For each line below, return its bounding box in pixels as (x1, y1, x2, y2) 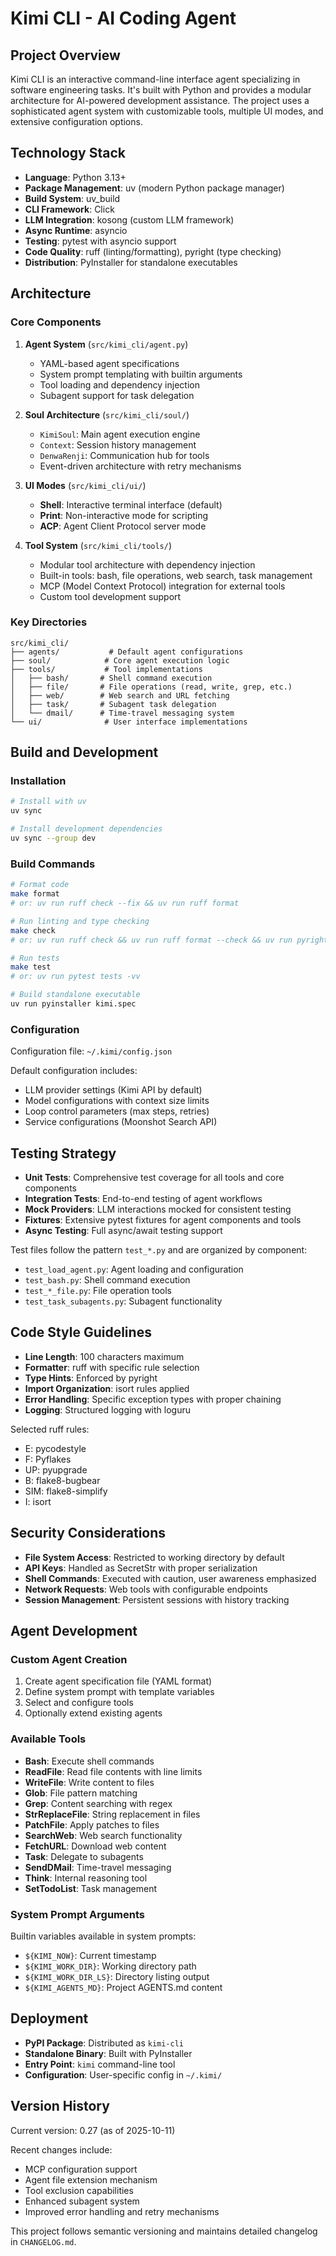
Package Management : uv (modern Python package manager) (24, 182, 285, 194)
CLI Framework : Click (24, 203, 115, 215)
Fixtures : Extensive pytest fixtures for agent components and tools (24, 1214, 302, 1226)
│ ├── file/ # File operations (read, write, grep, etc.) (10, 682, 293, 692)
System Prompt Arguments (10, 1907, 145, 1921)
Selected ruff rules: (10, 1423, 90, 1435)
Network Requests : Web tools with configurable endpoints (24, 1583, 268, 1595)
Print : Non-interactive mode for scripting (39, 509, 209, 521)
